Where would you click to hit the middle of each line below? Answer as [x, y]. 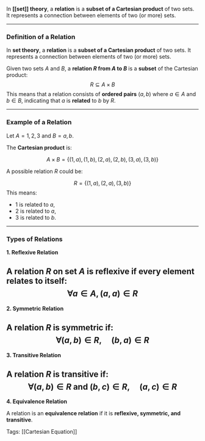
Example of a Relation [39, 122]
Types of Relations [34, 239]
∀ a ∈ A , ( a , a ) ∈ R [103, 294]
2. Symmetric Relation [35, 308]
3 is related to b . [36, 217]
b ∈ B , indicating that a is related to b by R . [61, 101]
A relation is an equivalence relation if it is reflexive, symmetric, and [94, 413]
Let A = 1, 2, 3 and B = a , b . [40, 135]
